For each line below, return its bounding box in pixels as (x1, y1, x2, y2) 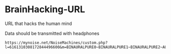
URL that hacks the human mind (5, 20, 72, 26)
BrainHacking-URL (5, 4, 85, 15)
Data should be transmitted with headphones (5, 30, 100, 36)
